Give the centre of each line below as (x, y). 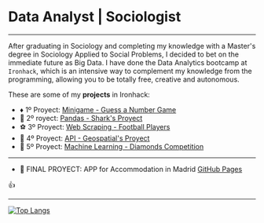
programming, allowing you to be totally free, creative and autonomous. (124, 79)
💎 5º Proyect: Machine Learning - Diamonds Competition (112, 146)
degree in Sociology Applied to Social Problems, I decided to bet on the (124, 54)
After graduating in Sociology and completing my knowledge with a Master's (132, 46)
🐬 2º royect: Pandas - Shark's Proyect (81, 118)
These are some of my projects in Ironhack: (79, 94)
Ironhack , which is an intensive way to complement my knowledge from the (130, 71)
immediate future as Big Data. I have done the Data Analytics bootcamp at (128, 62)
